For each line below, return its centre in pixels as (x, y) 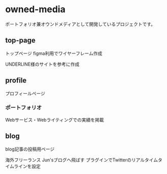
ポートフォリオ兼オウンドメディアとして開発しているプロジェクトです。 (80, 24)
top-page (20, 40)
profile (16, 81)
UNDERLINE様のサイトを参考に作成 (42, 64)
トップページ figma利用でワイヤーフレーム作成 (54, 53)
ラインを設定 (27, 166)
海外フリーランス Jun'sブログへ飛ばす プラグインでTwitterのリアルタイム (82, 160)
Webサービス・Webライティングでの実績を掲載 (55, 120)
